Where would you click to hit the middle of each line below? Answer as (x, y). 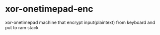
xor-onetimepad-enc (49, 9)
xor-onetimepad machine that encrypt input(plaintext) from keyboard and (80, 22)
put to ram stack (22, 27)
